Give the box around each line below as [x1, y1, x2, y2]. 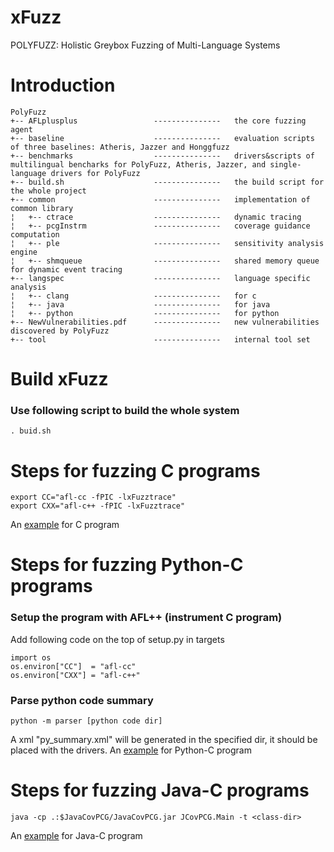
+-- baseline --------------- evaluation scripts [10, 133, 315, 143]
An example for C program [10, 519, 120, 531]
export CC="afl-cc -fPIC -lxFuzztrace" [10, 492, 177, 503]
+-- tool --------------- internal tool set [10, 334, 311, 345]
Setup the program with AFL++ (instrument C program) [10, 611, 283, 625]
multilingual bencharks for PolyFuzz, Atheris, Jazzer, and [10, 159, 267, 170]
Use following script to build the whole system [10, 403, 240, 417]
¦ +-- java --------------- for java [10, 299, 271, 310]
